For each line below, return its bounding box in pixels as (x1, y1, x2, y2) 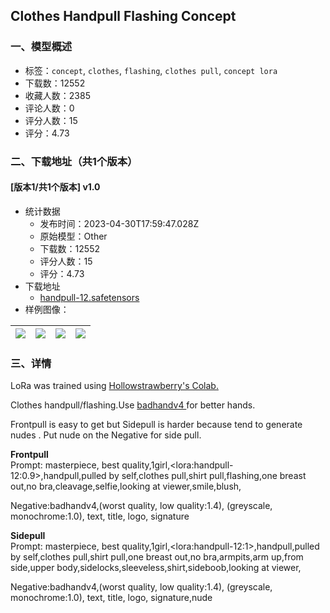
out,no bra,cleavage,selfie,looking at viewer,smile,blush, (10, 480, 242, 493)
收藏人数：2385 (24, 89, 91, 101)
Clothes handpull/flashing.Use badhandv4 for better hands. (10, 399, 256, 411)
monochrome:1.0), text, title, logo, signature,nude (10, 592, 213, 604)
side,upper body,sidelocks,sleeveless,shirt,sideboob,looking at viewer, (10, 562, 302, 574)
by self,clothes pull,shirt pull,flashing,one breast (108, 470, 307, 482)
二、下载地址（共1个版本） (10, 154, 138, 168)
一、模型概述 (10, 40, 73, 54)
